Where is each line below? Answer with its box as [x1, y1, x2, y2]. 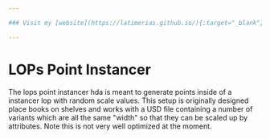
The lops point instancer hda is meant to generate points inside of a [8, 87, 232, 96]
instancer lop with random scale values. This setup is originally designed [8, 96, 249, 105]
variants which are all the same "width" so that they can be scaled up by [8, 112, 248, 122]
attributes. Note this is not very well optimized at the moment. [8, 121, 212, 131]
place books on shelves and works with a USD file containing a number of [8, 104, 253, 113]
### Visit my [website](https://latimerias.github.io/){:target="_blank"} [8, 18, 264, 27]
